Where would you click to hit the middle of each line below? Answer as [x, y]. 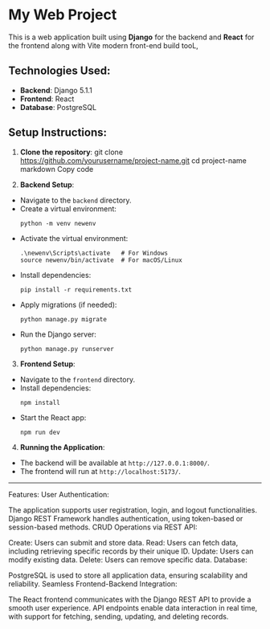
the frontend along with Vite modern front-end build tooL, [103, 45]
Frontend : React [47, 99]
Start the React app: [53, 417]
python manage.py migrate [63, 319]
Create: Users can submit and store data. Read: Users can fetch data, [123, 542]
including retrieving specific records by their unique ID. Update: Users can [131, 551]
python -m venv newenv [58, 223]
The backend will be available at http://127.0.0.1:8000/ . [115, 463]
